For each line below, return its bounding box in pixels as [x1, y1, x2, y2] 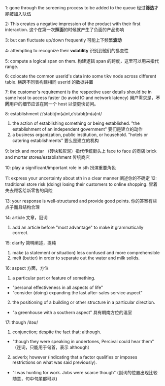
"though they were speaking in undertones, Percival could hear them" [12, 339, 154, 344]
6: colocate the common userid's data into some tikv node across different [5, 73, 157, 79]
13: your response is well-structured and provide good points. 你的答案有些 [5, 198, 158, 204]
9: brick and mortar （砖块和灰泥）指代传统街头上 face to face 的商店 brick [5, 148, 157, 154]
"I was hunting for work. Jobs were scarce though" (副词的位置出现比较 [12, 370, 158, 375]
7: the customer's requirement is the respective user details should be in [5, 89, 152, 95]
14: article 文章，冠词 [5, 214, 48, 220]
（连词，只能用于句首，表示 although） [12, 345, 92, 350]
